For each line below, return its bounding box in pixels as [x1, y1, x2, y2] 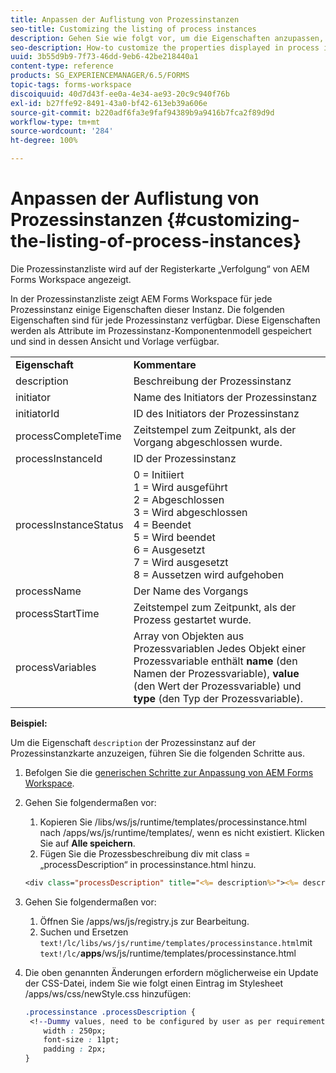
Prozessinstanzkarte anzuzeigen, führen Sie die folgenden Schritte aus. [10, 747, 305, 759]
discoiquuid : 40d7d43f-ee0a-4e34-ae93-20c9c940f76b [10, 89, 230, 99]
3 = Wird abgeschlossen [133, 505, 248, 519]
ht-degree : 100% [10, 136, 78, 146]
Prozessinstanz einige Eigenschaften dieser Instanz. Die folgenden [10, 303, 285, 315]
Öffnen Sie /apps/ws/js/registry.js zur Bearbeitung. [39, 915, 250, 927]
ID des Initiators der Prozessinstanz [133, 406, 300, 420]
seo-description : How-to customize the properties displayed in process [10, 42, 320, 53]
